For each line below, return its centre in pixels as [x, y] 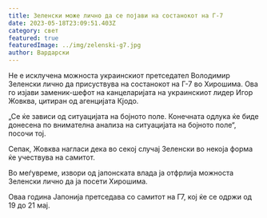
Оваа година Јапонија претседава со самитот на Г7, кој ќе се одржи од [130, 197]
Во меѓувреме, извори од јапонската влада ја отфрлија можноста [121, 173]
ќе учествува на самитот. [52, 157]
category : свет [34, 30]
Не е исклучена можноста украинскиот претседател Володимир [119, 75]
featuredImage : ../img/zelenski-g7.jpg [75, 46]
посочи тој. [27, 133]
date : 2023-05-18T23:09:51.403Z [62, 23]
